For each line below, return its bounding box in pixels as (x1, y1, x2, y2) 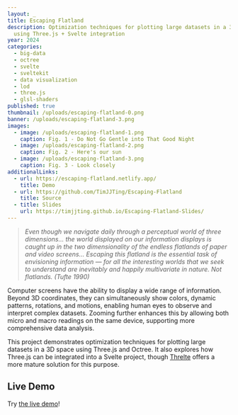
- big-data (13, 50, 46, 57)
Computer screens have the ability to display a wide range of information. (7, 286, 222, 295)
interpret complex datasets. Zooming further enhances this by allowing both (7, 309, 229, 317)
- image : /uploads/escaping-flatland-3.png (13, 155, 144, 163)
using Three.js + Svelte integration (13, 30, 125, 38)
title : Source (20, 195, 62, 202)
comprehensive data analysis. (7, 324, 95, 332)
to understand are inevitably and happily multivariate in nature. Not (24, 265, 222, 273)
